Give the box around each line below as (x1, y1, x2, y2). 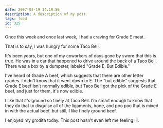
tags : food (5, 16, 27, 21)
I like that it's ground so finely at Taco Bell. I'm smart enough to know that (5, 98, 152, 104)
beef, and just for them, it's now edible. (5, 88, 84, 94)
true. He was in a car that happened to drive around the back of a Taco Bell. (5, 58, 157, 64)
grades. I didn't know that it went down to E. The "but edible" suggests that (5, 78, 156, 84)
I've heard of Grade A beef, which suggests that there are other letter (5, 73, 144, 78)
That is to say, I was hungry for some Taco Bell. (5, 43, 100, 49)
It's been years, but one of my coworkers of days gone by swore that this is (5, 53, 157, 59)
